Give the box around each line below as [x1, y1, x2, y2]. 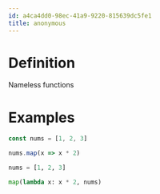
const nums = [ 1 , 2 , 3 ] [8, 135, 88, 143]
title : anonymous [8, 19, 66, 27]
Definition [8, 54, 76, 72]
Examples [8, 108, 75, 127]
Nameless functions [8, 80, 74, 90]
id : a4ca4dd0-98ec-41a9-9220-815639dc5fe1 [8, 11, 152, 20]
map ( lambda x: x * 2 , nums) [8, 178, 102, 186]
